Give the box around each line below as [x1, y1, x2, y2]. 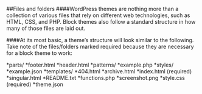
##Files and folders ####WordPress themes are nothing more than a [6, 5, 179, 12]
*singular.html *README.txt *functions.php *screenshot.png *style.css [6, 74, 186, 81]
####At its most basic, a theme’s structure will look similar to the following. [6, 37, 194, 43]
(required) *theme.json [6, 81, 64, 88]
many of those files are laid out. [6, 24, 86, 32]
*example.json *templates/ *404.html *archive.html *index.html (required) [6, 68, 192, 75]
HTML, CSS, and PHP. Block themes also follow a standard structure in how [6, 18, 196, 25]
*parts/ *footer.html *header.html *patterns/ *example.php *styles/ [6, 61, 174, 68]
